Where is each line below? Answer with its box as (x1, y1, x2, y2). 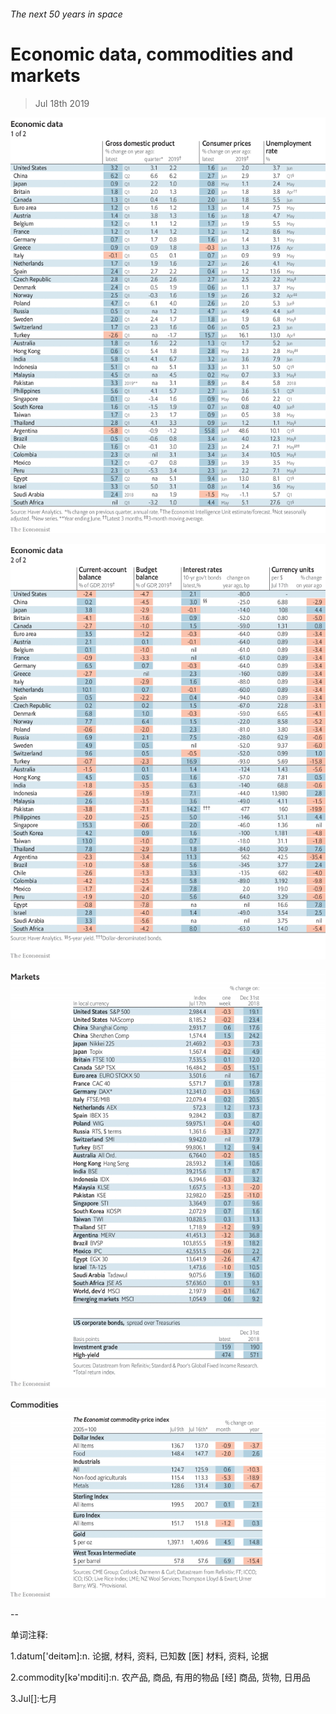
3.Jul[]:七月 (10, 1692, 58, 1704)
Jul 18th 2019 (34, 97, 90, 109)
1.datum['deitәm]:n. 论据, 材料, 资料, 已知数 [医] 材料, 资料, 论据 (10, 1650, 269, 1662)
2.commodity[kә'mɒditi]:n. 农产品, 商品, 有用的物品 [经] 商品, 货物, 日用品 (10, 1671, 311, 1683)
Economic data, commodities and (10, 43, 294, 65)
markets (10, 64, 81, 87)
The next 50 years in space (10, 8, 123, 20)
